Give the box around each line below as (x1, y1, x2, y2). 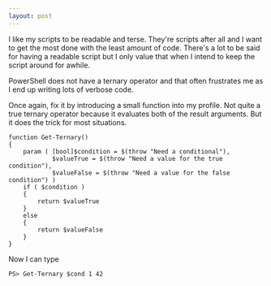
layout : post (8, 11, 53, 20)
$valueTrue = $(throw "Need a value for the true (51, 154, 223, 162)
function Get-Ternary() (8, 133, 89, 141)
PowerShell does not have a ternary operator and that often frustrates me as (8, 76, 264, 85)
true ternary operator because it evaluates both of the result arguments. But (8, 109, 262, 119)
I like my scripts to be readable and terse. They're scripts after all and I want (8, 34, 262, 44)
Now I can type (8, 253, 59, 264)
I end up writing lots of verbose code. (8, 84, 134, 94)
